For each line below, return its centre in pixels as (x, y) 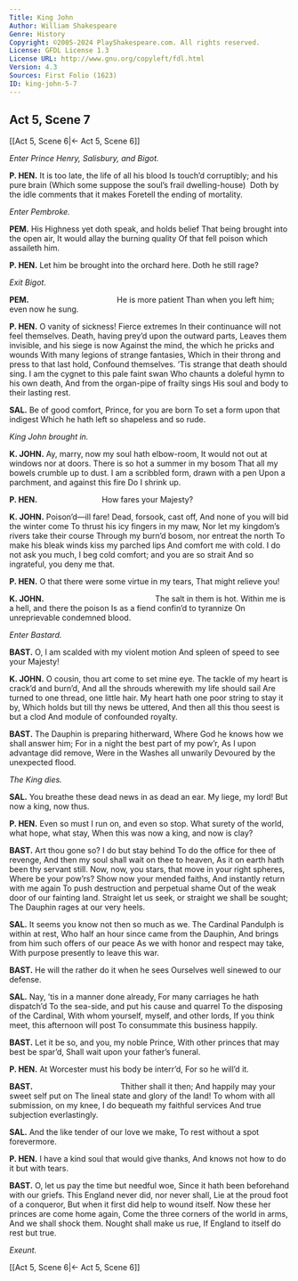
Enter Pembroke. (40, 212)
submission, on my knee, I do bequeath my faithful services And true (135, 1106)
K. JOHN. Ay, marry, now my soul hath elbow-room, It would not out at (138, 454)
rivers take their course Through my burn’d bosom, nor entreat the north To (147, 536)
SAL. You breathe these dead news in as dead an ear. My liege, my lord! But (149, 797)
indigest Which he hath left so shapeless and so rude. (108, 420)
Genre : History (37, 34)
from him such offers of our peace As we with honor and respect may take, (147, 943)
